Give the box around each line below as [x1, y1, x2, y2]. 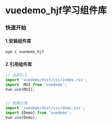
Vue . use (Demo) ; [5, 115, 38, 120]
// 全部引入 [5, 72, 28, 78]
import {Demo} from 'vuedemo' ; [5, 110, 72, 115]
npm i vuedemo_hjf [5, 49, 44, 55]
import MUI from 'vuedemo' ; [5, 82, 67, 87]
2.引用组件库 [5, 61, 32, 67]
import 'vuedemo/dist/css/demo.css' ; [5, 105, 86, 110]
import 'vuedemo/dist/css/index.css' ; [5, 78, 88, 83]
